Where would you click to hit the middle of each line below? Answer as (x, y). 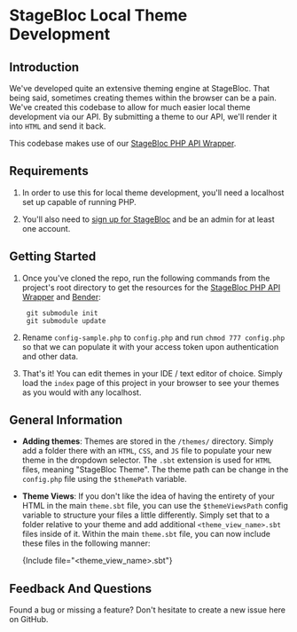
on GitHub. (29, 620)
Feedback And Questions (81, 588)
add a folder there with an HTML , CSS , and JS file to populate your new (147, 451)
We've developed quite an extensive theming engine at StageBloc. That (140, 88)
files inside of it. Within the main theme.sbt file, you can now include (146, 534)
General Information (66, 420)
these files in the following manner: (86, 543)
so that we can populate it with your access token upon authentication (150, 346)
